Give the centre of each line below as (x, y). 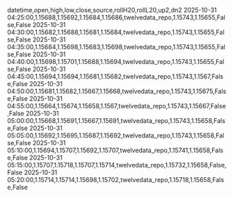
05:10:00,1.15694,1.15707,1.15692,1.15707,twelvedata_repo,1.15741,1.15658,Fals (115, 150)
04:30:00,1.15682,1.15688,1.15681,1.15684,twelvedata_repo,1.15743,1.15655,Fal (116, 32)
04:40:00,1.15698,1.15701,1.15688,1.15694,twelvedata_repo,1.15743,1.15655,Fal (116, 61)
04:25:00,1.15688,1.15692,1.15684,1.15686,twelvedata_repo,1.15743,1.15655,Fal (116, 17)
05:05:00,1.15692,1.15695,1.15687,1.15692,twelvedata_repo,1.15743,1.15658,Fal (116, 135)
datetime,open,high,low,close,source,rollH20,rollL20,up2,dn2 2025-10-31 (112, 10)
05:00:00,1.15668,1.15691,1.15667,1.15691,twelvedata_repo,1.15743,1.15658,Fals (116, 121)
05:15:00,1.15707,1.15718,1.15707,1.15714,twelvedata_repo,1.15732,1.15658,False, (117, 165)
